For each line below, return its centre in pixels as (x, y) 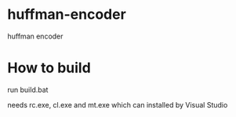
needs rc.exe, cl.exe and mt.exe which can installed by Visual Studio (118, 104)
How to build (49, 68)
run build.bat (28, 90)
